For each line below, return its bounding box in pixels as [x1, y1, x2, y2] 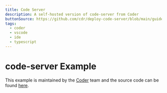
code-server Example [5, 60, 97, 72]
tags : [5, 21, 16, 26]
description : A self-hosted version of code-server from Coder [5, 12, 139, 17]
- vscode [9, 30, 28, 35]
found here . [5, 82, 29, 88]
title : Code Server [5, 7, 46, 12]
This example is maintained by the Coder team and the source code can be [5, 77, 159, 83]
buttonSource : [5, 16, 35, 21]
